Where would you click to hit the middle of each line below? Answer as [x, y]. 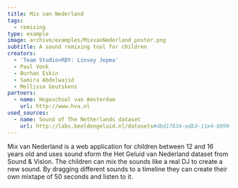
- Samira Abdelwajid [44, 80]
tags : [15, 21]
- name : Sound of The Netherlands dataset [77, 119]
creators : [22, 54]
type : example [28, 34]
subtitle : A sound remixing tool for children [77, 47]
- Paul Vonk [32, 67]
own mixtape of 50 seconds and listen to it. [70, 176]
